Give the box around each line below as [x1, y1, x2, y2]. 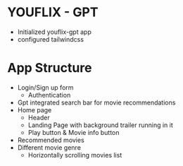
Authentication [27, 90, 71, 99]
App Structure [7, 60, 92, 76]
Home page [17, 105, 52, 114]
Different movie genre [17, 143, 81, 152]
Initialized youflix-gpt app [17, 28, 91, 36]
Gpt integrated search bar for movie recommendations [17, 98, 176, 107]
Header [27, 113, 51, 121]
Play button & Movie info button [27, 128, 120, 136]
